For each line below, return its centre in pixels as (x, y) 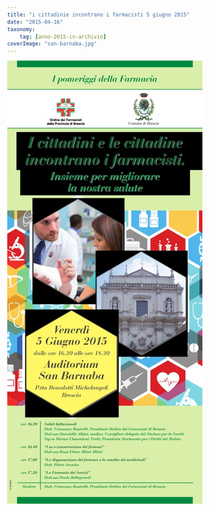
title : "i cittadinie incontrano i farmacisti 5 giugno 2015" (98, 15)
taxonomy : (21, 29)
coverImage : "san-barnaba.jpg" (52, 44)
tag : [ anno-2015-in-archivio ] (63, 37)
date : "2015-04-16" (35, 22)
